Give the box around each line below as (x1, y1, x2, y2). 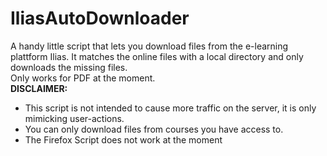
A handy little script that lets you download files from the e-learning (10, 40, 289, 52)
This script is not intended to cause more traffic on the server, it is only (24, 102, 317, 114)
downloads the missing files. (10, 61, 128, 73)
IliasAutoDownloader (10, 7, 190, 30)
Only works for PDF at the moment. (10, 72, 156, 84)
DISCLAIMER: (10, 82, 68, 94)
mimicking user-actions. (24, 112, 125, 124)
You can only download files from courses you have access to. (24, 123, 284, 135)
